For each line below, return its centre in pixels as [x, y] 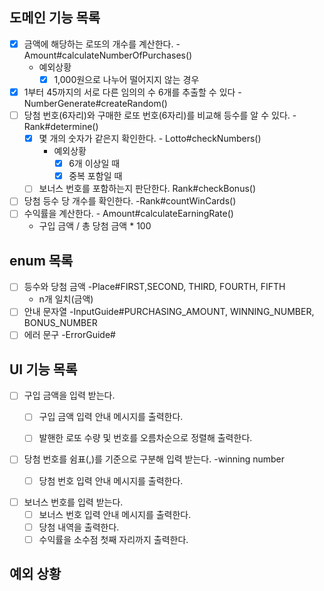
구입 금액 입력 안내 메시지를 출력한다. [111, 417]
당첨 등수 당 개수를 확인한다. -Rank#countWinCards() [130, 201]
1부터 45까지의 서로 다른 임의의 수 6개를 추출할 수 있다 [129, 92]
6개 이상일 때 [94, 164]
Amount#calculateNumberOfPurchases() [108, 55]
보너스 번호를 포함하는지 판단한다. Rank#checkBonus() [147, 189]
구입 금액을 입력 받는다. [69, 395]
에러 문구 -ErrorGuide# [69, 335]
